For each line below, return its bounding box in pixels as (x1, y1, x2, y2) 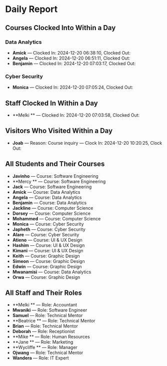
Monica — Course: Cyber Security (12, 221, 84, 227)
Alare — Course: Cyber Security (12, 231, 79, 237)
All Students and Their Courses (5, 160, 105, 168)
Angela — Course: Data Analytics (12, 194, 82, 200)
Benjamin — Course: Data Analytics (12, 199, 86, 206)
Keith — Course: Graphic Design (12, 253, 80, 259)
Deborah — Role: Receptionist (12, 328, 75, 334)
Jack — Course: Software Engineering (12, 184, 92, 190)
